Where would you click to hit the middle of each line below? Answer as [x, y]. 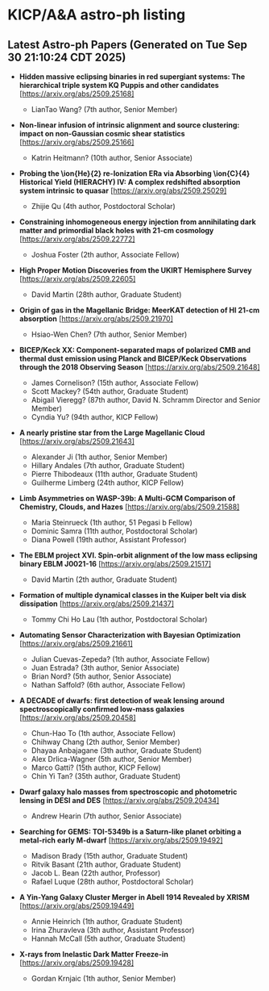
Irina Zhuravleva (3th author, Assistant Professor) [113, 930]
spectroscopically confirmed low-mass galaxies [101, 709]
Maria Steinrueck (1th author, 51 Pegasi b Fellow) [112, 523]
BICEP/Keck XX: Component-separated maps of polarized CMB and [135, 350]
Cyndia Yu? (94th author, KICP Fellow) [95, 417]
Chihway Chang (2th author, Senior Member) [106, 742]
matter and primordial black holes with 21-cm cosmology [116, 230]
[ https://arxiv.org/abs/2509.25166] [77, 142]
